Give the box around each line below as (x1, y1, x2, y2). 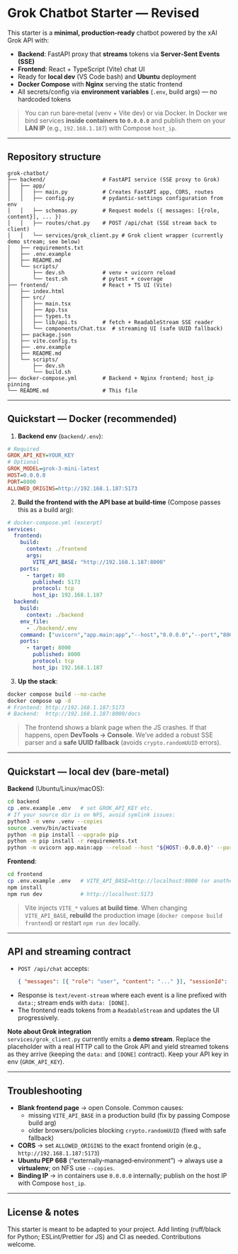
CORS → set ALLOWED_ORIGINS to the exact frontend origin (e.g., (17, 1141, 202, 1150)
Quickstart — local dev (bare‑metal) (7, 765, 170, 777)
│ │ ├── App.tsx (7, 306, 69, 313)
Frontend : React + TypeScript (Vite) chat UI (17, 65, 145, 73)
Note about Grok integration (7, 1027, 92, 1036)
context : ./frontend (25, 545, 87, 553)
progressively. (17, 1014, 59, 1022)
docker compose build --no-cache (7, 690, 106, 698)
